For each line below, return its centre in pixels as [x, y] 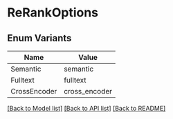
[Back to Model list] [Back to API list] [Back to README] [86, 108]
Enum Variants [39, 38]
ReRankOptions [53, 13]
